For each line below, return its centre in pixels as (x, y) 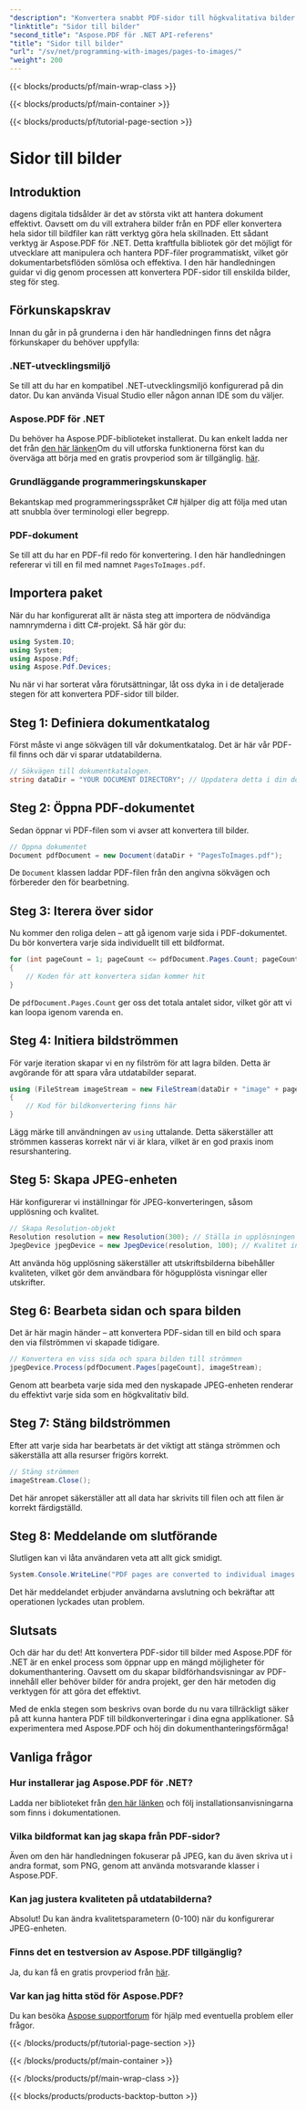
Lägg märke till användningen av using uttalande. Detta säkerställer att (142, 1132)
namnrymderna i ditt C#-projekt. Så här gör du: (98, 625)
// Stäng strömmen (44, 1471)
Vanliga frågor (51, 1757)
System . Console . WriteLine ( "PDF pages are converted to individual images (153, 1575)
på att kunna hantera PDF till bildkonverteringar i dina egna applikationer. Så (152, 1719)
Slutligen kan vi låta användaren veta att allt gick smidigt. (116, 1558)
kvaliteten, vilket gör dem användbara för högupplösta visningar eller (138, 1273)
